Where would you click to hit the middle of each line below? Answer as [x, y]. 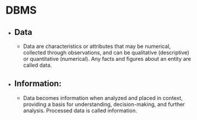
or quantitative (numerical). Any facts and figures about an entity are [107, 59]
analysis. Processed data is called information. [80, 111]
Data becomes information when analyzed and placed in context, [103, 98]
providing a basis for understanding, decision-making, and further [104, 104]
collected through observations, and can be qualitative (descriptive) [106, 53]
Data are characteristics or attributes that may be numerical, [97, 46]
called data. [37, 65]
